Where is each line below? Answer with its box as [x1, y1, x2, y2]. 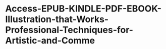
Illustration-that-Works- [5, 13, 109, 25]
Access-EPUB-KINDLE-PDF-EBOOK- [5, 3, 161, 14]
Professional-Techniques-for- [5, 24, 134, 35]
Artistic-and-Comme [5, 35, 95, 46]
